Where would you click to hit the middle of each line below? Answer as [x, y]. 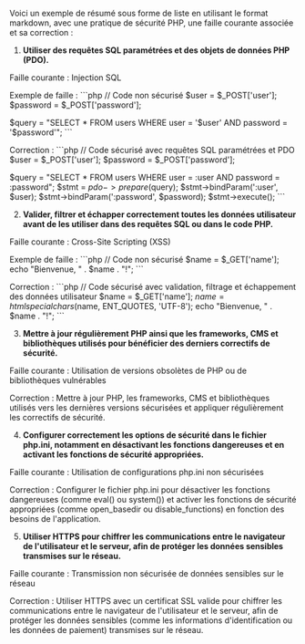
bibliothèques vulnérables [58, 380]
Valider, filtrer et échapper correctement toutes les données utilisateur [159, 214]
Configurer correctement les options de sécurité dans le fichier [144, 435]
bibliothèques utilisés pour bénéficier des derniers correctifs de [146, 343]
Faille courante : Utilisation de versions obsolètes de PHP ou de [128, 370]
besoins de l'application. [56, 519]
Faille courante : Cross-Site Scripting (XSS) [90, 242]
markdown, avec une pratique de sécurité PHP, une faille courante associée [152, 23]
